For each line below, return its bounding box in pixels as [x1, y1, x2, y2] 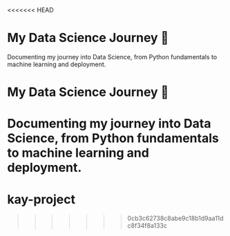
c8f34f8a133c [127, 222, 168, 230]
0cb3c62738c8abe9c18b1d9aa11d [127, 214, 224, 223]
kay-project [7, 191, 76, 207]
